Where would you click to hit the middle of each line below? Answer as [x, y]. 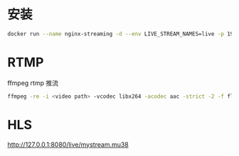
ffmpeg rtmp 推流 [33, 83]
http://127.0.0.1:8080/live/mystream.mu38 [68, 144]
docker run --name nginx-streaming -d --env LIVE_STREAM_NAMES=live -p [116, 34]
